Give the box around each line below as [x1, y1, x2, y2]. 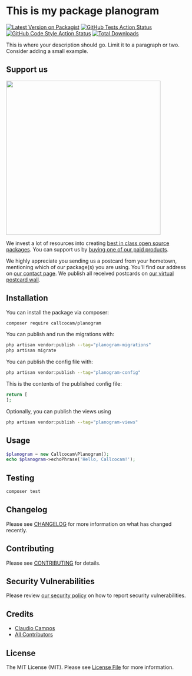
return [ [6, 392, 28, 398]
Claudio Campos [14, 625, 55, 632]
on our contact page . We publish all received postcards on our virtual [6, 270, 174, 277]
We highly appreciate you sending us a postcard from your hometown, [6, 257, 177, 264]
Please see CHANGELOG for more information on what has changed [6, 520, 172, 528]
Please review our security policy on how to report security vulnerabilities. [6, 592, 186, 599]
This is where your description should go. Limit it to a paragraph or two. [6, 41, 180, 48]
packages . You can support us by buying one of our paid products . [6, 246, 169, 253]
